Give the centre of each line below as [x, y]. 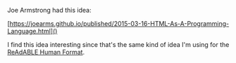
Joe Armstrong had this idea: [49, 10]
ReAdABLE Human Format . [46, 52]
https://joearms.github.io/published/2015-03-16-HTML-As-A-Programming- [119, 23]
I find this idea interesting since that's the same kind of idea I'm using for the [118, 44]
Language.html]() [32, 31]
